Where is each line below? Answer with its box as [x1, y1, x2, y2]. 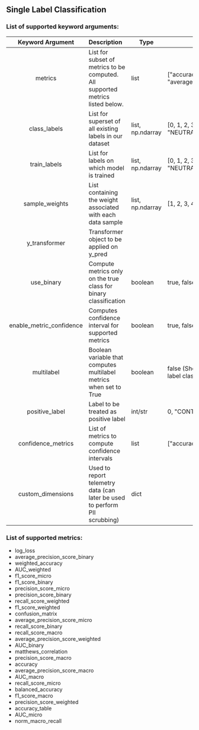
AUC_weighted [14, 565, 52, 573]
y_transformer [26, 239, 66, 247]
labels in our [88, 132, 123, 140]
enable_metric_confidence [9, 321, 83, 329]
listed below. [88, 100, 124, 108]
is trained [88, 171, 115, 179]
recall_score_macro [14, 629, 63, 636]
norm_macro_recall [14, 717, 62, 724]
